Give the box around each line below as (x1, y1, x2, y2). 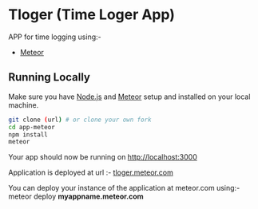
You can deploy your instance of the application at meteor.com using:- (8, 183, 240, 193)
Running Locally (8, 70, 90, 85)
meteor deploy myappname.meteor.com (8, 191, 144, 201)
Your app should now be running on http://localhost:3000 (8, 152, 197, 162)
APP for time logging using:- (8, 32, 101, 41)
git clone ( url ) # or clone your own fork (8, 116, 152, 124)
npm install (8, 130, 48, 139)
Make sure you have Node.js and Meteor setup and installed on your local (8, 92, 251, 101)
